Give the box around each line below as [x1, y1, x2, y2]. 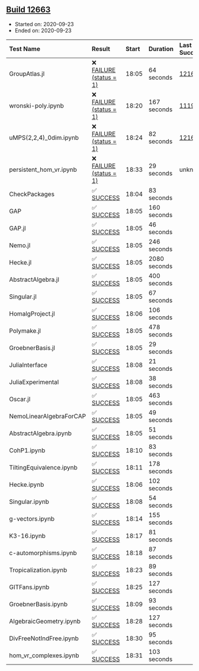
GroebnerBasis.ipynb [9, 600, 68, 608]
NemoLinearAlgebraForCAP [9, 412, 86, 420]
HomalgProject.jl [9, 309, 55, 317]
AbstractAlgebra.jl [9, 275, 59, 283]
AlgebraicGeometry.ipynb [9, 617, 81, 625]
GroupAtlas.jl [9, 70, 45, 78]
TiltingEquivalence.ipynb [9, 463, 78, 471]
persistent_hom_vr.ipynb [9, 165, 77, 174]
